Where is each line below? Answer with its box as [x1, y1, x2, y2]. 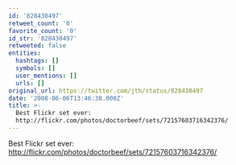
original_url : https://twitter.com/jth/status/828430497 [8, 86, 204, 95]
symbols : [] [15, 64, 56, 72]
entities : [8, 49, 42, 57]
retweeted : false [8, 42, 67, 50]
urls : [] [15, 79, 45, 87]
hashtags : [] [15, 57, 60, 65]
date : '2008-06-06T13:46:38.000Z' [8, 94, 125, 102]
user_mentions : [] [15, 72, 78, 80]
